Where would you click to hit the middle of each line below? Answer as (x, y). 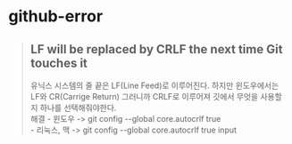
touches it (59, 63)
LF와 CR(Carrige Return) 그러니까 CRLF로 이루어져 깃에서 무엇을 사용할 (156, 96)
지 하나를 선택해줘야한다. (73, 108)
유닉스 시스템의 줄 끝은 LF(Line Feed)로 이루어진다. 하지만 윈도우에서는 (154, 85)
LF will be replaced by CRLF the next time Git (156, 49)
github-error (56, 16)
